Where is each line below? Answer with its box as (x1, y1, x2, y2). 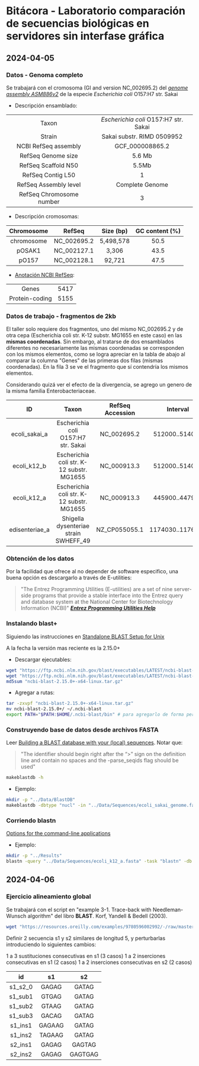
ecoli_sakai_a (11, 430, 48, 438)
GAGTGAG (69, 1050, 99, 1058)
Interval (166, 405, 190, 413)
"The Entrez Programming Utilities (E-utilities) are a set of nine (20, 586, 173, 593)
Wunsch (6, 912, 27, 920)
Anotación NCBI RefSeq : (14, 271, 75, 278)
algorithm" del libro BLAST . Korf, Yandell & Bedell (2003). (27, 912, 168, 920)
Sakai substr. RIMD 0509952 (101, 132, 183, 141)
